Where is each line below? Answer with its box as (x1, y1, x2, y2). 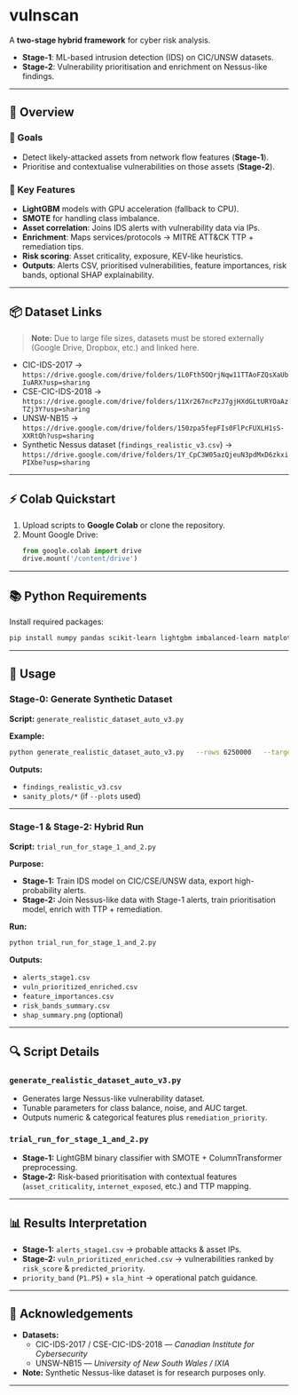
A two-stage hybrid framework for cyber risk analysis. (9, 35, 211, 45)
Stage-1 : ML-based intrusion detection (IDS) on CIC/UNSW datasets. (21, 52, 274, 62)
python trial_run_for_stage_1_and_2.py (9, 938, 157, 947)
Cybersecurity (35, 1349, 88, 1359)
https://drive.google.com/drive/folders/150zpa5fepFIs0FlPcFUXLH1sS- (21, 424, 286, 432)
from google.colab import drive (21, 546, 142, 555)
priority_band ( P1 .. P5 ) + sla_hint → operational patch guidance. (21, 1272, 258, 1283)
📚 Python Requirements (9, 588, 148, 604)
